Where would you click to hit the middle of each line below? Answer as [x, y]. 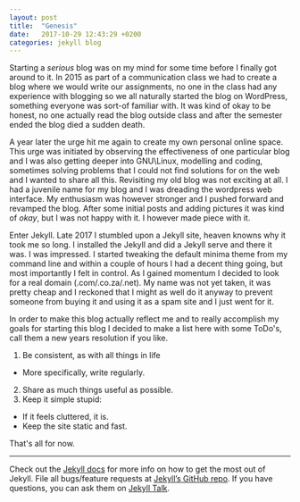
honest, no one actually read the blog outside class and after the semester [146, 115]
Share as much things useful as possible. [98, 390]
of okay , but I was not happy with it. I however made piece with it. [130, 218]
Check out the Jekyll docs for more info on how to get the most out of [137, 469]
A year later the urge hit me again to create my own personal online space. [146, 142]
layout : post [33, 17]
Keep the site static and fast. [75, 426]
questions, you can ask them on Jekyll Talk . [90, 489]
